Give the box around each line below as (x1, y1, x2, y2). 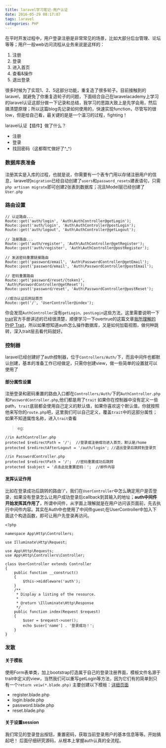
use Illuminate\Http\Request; (5, 540, 68, 545)
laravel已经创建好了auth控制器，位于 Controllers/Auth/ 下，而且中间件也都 (5, 354, 157, 360)
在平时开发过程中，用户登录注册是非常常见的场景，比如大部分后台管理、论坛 (5, 35, 161, 41)
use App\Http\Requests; (5, 548, 54, 553)
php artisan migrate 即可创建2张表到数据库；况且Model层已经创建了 (5, 184, 145, 190)
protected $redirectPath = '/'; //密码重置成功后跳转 (5, 460, 114, 464)
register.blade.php (12, 691, 50, 697)
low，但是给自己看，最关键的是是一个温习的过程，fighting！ (5, 112, 127, 118)
